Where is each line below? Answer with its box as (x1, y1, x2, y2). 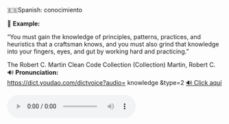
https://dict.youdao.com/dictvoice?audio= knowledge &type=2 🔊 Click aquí (7, 79, 222, 86)
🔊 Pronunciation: (7, 69, 59, 76)
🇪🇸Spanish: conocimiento (7, 6, 83, 14)
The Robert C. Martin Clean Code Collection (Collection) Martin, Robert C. (7, 61, 216, 69)
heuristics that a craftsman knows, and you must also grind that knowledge (7, 40, 219, 48)
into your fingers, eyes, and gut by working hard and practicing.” (7, 47, 189, 55)
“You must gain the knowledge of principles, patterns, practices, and (7, 33, 201, 40)
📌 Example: (7, 20, 40, 27)
